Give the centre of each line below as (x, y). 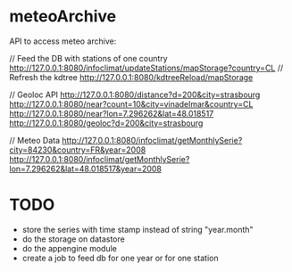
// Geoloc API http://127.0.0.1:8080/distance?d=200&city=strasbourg (135, 95)
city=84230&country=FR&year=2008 (78, 150)
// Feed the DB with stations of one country (88, 58)
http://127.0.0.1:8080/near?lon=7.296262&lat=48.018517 (112, 113)
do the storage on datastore (73, 239)
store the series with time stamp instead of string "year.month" (138, 229)
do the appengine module (70, 248)
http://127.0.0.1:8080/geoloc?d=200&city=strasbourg (106, 123)
